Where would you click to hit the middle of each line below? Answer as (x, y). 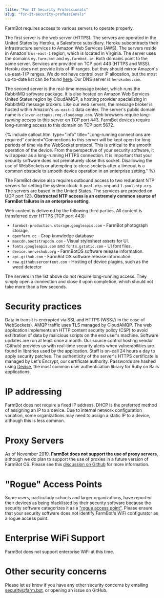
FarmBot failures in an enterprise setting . (48, 201)
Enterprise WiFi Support (55, 538)
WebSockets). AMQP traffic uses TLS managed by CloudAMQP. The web (79, 325)
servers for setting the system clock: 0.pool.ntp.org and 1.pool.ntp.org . (79, 185)
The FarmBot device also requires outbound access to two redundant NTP (80, 180)
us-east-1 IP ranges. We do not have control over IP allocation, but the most (81, 74)
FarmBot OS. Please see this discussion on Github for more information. (77, 465)
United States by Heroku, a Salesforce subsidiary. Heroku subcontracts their (82, 43)
